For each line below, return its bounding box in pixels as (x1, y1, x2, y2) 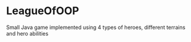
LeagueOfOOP (6, 4, 79, 18)
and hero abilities (6, 30, 49, 37)
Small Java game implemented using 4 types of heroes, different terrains (6, 24, 186, 31)
